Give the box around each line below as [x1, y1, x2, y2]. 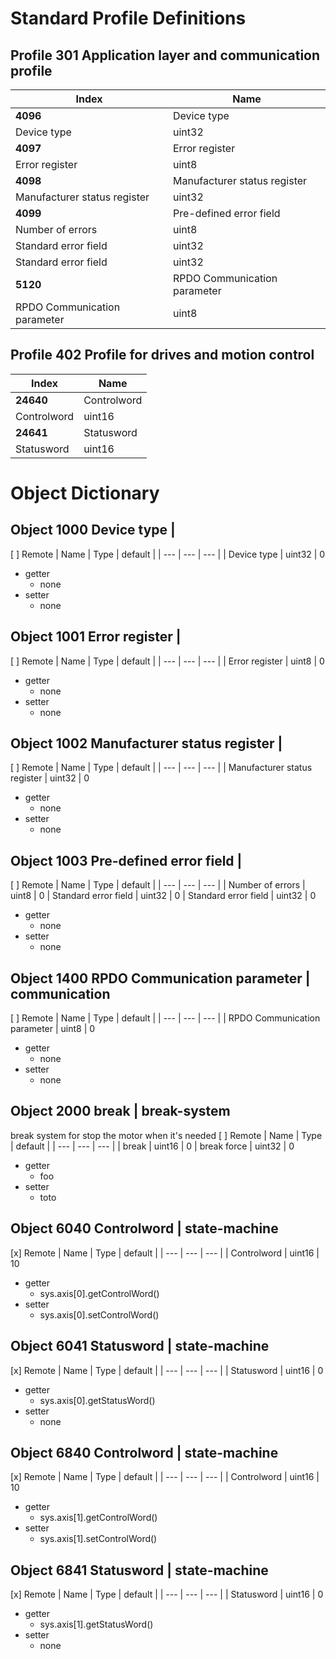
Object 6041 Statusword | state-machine [10, 1338, 270, 1355]
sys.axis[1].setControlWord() [39, 1533, 158, 1545]
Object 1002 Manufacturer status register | [10, 735, 283, 752]
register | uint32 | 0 [10, 772, 90, 784]
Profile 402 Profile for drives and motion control [10, 347, 315, 364]
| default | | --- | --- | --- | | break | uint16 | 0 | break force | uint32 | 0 [10, 1140, 295, 1152]
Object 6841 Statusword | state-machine [10, 1562, 269, 1579]
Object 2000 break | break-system [10, 1103, 231, 1120]
